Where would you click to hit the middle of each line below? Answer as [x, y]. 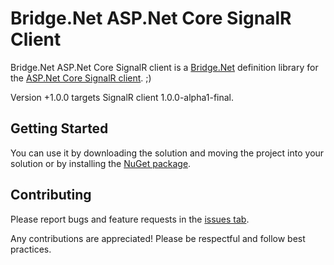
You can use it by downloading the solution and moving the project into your [167, 153]
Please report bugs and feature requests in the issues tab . [130, 219]
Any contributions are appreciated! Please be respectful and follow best [158, 238]
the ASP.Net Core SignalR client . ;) [81, 78]
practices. [31, 249]
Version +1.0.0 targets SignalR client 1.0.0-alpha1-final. [122, 97]
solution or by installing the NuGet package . [101, 163]
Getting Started [59, 128]
